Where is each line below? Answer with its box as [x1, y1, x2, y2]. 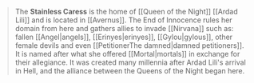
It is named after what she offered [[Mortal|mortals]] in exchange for [14, 49, 240, 58]
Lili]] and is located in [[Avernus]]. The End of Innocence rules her [14, 15, 232, 25]
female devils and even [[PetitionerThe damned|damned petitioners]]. [14, 41, 244, 50]
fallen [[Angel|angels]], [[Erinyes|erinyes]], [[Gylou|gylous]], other [14, 32, 233, 41]
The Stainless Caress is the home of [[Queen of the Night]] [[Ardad [14, 7, 239, 16]
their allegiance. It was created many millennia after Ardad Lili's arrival [14, 57, 247, 67]
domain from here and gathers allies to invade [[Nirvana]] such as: [14, 24, 234, 33]
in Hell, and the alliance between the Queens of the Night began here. [14, 66, 245, 75]
